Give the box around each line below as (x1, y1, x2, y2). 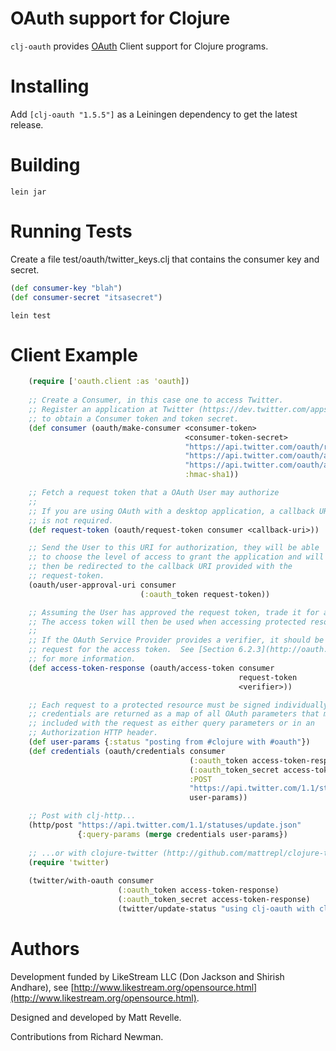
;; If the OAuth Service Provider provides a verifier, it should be (28, 635, 325, 646)
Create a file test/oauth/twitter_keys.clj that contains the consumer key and (10, 253, 320, 265)
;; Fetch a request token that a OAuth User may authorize (28, 488, 280, 498)
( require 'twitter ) (28, 857, 110, 867)
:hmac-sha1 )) (184, 470, 240, 480)
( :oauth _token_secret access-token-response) (117, 895, 311, 905)
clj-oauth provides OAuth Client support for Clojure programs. (10, 40, 269, 52)
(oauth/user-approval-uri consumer (28, 580, 177, 590)
